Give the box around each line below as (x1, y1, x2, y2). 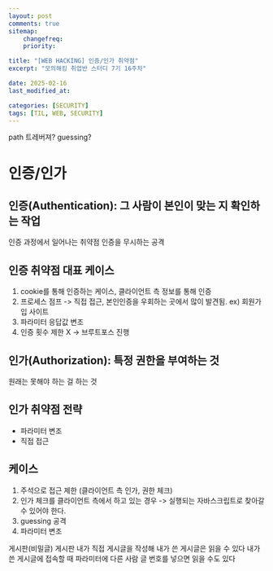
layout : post (8, 11, 53, 20)
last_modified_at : (8, 86, 71, 94)
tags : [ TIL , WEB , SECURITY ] (8, 109, 104, 117)
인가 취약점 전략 (8, 402, 83, 416)
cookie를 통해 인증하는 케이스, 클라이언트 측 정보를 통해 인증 (19, 287, 212, 296)
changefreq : (23, 34, 63, 43)
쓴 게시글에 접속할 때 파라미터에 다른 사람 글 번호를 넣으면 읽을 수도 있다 (8, 553, 236, 563)
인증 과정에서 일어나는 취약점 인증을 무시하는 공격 (8, 237, 165, 247)
